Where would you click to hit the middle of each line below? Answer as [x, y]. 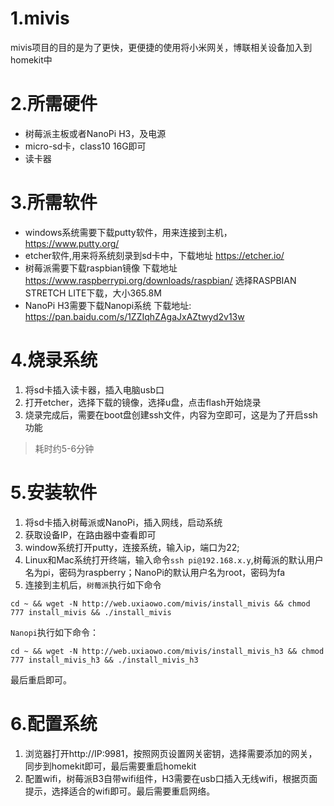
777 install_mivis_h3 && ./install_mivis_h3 [104, 660]
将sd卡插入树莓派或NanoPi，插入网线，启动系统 [123, 522]
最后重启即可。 [41, 679]
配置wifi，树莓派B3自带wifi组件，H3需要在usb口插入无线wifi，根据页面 [171, 778]
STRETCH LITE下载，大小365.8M [93, 293]
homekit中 [31, 59]
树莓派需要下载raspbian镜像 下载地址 [101, 268]
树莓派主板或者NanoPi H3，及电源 [95, 133]
